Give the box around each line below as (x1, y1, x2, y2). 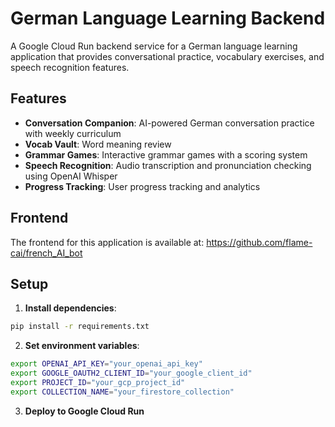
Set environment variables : (24, 340, 140, 352)
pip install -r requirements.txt (10, 322, 150, 332)
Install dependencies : (24, 302, 117, 314)
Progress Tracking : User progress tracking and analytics (24, 180, 261, 192)
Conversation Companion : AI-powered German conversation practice (24, 117, 315, 129)
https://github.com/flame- (206, 236, 313, 248)
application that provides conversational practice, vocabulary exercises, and (10, 50, 325, 62)
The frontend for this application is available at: (10, 236, 205, 248)
